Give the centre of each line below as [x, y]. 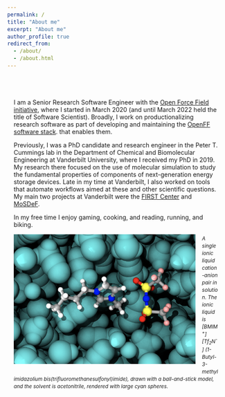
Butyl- [209, 357]
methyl [210, 372]
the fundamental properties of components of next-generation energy [113, 174]
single [209, 246]
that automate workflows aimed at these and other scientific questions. [115, 189]
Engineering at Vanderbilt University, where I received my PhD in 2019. [114, 160]
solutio [210, 290]
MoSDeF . [27, 203]
